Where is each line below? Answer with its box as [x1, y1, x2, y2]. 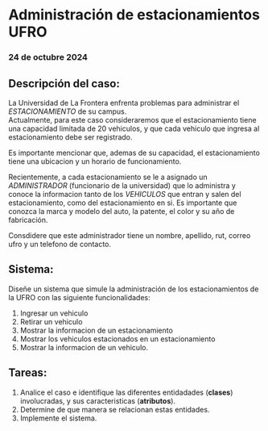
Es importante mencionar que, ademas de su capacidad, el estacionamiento [8, 148, 260, 157]
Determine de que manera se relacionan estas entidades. [19, 404, 210, 414]
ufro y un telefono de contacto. [8, 239, 111, 249]
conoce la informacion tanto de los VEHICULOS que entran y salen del [8, 189, 241, 199]
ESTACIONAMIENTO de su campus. [8, 107, 127, 116]
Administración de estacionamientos [8, 6, 260, 24]
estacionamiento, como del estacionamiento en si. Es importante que [8, 198, 237, 207]
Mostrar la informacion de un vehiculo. [19, 342, 149, 352]
